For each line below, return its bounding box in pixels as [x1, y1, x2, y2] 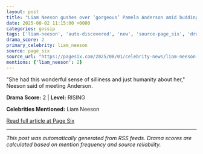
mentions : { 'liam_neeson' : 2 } [6, 59, 83, 65]
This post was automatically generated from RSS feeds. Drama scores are [6, 134, 192, 141]
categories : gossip [6, 25, 56, 32]
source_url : [6, 54, 36, 60]
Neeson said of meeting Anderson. [6, 82, 93, 89]
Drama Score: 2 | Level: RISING [6, 94, 86, 101]
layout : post [6, 8, 39, 15]
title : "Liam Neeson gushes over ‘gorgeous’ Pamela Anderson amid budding [6, 14, 199, 20]
